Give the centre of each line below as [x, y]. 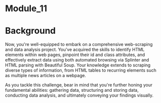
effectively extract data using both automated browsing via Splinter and [77, 60]
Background [30, 31]
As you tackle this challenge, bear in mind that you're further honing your [79, 85]
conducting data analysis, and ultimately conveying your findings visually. [79, 95]
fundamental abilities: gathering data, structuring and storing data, [72, 90]
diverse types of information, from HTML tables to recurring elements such [81, 70]
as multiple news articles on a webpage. [46, 76]
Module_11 [26, 9]
